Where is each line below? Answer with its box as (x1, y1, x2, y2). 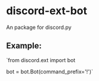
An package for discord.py (6, 24, 72, 31)
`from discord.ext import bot (6, 56, 76, 63)
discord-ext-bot (6, 4, 88, 18)
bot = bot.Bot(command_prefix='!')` (6, 68, 94, 75)
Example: (6, 41, 42, 51)
